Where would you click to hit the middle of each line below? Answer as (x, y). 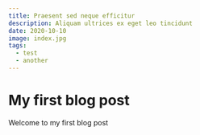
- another (32, 61)
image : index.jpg (37, 38)
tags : (17, 46)
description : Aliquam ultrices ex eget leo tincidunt (101, 23)
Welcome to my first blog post (58, 122)
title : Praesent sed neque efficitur (72, 16)
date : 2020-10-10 (37, 31)
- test (27, 53)
